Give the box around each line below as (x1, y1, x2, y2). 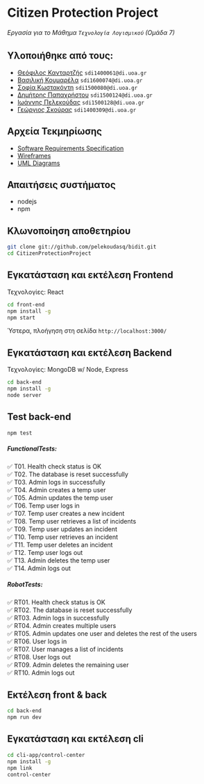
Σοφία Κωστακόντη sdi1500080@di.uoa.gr (17, 83, 138, 91)
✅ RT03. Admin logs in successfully (7, 613, 110, 622)
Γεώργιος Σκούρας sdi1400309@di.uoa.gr (17, 105, 137, 113)
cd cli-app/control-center (7, 751, 85, 758)
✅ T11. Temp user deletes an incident (7, 540, 113, 549)
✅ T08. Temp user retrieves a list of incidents (7, 517, 137, 525)
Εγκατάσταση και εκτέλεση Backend (7, 347, 172, 359)
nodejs (17, 197, 37, 206)
